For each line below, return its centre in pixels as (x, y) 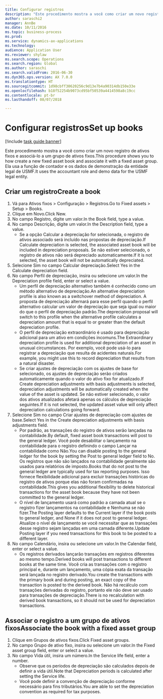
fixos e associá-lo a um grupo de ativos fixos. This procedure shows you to (80, 156)
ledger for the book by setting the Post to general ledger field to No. (87, 456)
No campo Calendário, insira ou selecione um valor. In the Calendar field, (84, 543)
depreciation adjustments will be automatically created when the (84, 389)
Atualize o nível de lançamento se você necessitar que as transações (88, 523)
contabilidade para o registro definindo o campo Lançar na (78, 446)
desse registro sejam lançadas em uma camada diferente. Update (84, 528)
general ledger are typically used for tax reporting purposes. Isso (84, 471)
